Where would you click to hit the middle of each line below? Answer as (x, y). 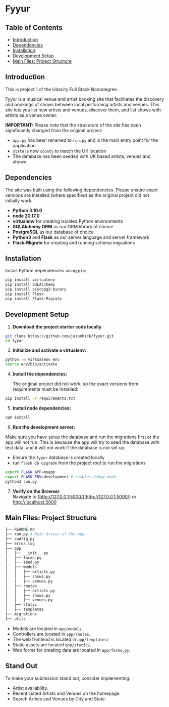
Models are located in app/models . (48, 629)
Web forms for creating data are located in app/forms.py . (71, 650)
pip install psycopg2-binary (36, 289)
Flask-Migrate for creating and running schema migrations (74, 242)
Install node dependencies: (42, 408)
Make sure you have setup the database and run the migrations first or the (82, 437)
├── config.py (20, 539)
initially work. (19, 200)
